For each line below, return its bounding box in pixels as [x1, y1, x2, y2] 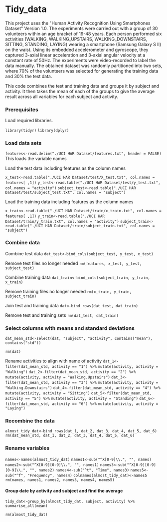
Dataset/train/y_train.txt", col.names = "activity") [5, 219, 120, 224]
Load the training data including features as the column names [5, 199, 134, 205]
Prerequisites [5, 106, 38, 113]
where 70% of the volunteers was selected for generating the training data [5, 68, 159, 74]
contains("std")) [5, 340, 41, 346]
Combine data [5, 239, 40, 246]
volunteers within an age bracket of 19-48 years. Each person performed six [5, 31, 162, 37]
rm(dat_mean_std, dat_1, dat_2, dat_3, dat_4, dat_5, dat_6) [5, 433, 135, 438]
